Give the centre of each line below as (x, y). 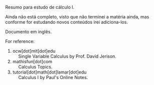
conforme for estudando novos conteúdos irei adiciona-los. (66, 22)
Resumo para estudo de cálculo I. (40, 7)
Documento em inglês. (28, 32)
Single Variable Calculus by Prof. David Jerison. (67, 56)
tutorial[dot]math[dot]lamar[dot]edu (49, 72)
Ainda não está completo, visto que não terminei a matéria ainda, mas (77, 17)
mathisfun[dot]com (32, 61)
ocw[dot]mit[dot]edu (34, 51)
